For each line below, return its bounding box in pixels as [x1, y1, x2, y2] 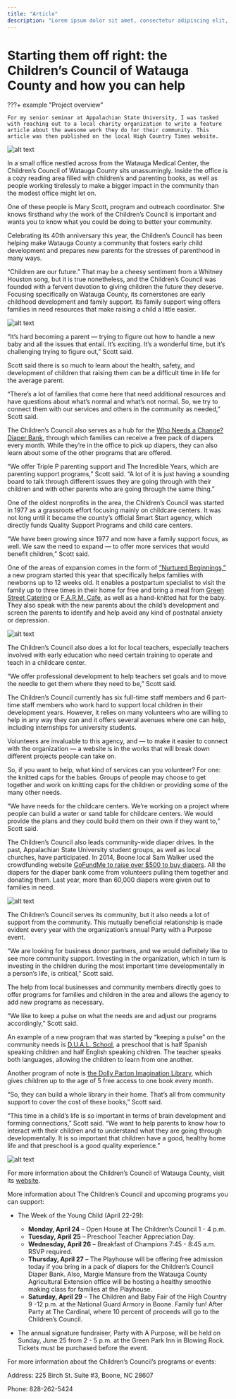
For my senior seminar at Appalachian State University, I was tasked [7, 114, 219, 122]
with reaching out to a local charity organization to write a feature [7, 121, 222, 128]
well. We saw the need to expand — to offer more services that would [7, 542, 210, 551]
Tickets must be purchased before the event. [17, 1344, 149, 1352]
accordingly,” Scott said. [7, 1019, 78, 1028]
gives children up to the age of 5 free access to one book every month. [7, 1077, 213, 1085]
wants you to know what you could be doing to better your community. [7, 218, 213, 226]
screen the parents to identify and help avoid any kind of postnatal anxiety [7, 608, 223, 617]
